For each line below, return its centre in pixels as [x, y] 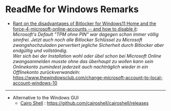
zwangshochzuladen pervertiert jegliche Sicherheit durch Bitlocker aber [88, 45]
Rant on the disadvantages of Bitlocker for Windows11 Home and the [84, 23]
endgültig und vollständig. [40, 50]
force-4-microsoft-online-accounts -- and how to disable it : [75, 29]
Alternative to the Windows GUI [46, 97]
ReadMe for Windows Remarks [72, 9]
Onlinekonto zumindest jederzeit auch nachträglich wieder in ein [80, 67]
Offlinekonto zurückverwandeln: [46, 72]
